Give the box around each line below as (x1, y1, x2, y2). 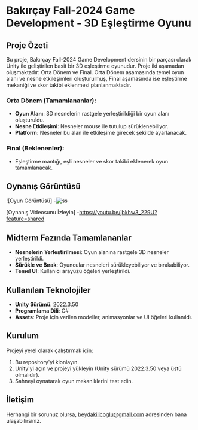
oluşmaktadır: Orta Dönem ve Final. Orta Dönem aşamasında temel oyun (6, 69, 184, 75)
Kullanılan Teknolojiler (6, 285, 91, 295)
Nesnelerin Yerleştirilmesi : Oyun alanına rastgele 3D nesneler (14, 249, 169, 256)
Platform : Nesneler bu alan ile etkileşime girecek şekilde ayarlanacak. (14, 129, 187, 137)
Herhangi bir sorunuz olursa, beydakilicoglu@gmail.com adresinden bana (6, 411, 187, 418)
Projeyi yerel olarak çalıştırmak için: (6, 347, 93, 354)
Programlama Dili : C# (14, 307, 69, 314)
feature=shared (6, 215, 45, 222)
